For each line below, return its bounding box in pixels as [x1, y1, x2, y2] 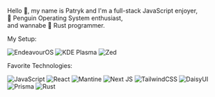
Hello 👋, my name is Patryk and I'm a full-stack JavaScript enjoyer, [7, 7, 198, 15]
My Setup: [7, 35, 37, 43]
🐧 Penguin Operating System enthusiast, [7, 14, 123, 22]
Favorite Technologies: [7, 62, 73, 69]
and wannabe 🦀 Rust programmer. [7, 21, 106, 29]
